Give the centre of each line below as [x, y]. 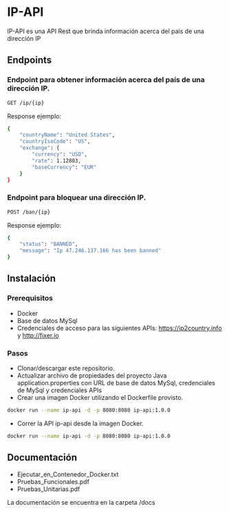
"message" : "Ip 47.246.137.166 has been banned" [90, 251]
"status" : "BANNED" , [49, 244]
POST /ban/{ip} [29, 212]
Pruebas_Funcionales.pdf [53, 481]
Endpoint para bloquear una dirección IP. [77, 197]
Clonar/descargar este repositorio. [66, 368]
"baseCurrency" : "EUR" [64, 167]
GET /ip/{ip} [26, 103]
